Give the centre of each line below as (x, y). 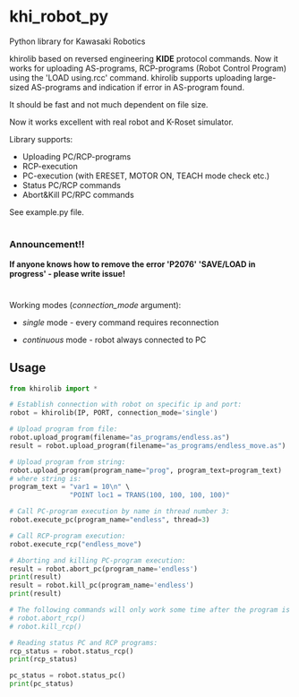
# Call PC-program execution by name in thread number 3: (120, 512)
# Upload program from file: (64, 429)
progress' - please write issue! (67, 273)
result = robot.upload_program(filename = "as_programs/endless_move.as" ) (148, 445)
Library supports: (41, 139)
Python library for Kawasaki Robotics (77, 41)
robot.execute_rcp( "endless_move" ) (76, 544)
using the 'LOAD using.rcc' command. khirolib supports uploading (131, 77)
